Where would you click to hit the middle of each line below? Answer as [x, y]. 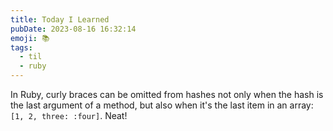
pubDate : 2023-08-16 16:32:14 [73, 29]
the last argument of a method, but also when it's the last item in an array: [162, 105]
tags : [21, 47]
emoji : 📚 [30, 38]
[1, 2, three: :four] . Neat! [69, 115]
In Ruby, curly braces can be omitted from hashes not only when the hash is [167, 94]
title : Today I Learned [60, 19]
